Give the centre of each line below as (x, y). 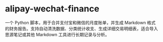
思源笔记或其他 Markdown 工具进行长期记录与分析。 (57, 34)
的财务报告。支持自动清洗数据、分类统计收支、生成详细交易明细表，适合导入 (81, 28)
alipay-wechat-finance (52, 9)
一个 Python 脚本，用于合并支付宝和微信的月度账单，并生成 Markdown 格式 (81, 22)
